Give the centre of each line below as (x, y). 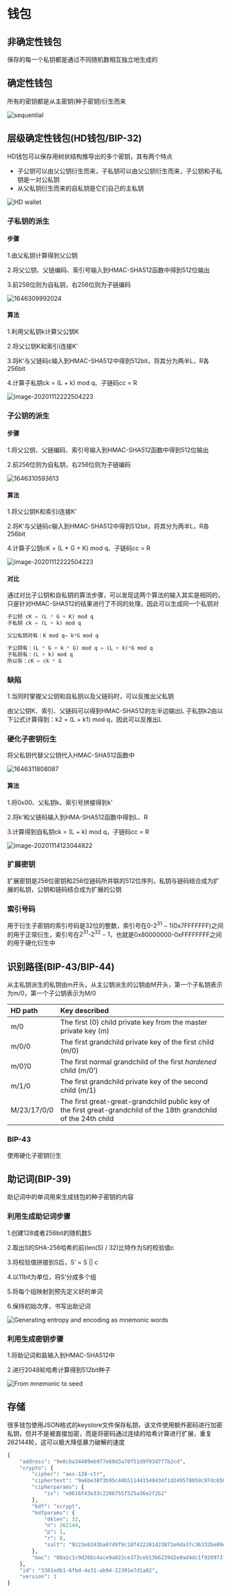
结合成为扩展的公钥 (94, 889)
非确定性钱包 (34, 42)
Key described (85, 1011)
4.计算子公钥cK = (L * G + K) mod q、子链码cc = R (79, 548)
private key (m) (85, 1031)
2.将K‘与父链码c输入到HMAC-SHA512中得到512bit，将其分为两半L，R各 (108, 526)
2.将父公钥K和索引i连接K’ (43, 346)
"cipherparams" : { (58, 1487)
